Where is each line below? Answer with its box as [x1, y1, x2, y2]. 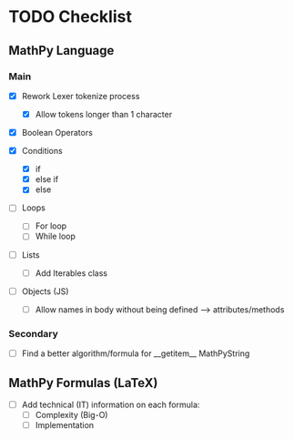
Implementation [35, 420, 95, 431]
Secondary [8, 327, 58, 340]
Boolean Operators [21, 128, 93, 138]
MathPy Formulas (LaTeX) [8, 375, 158, 391]
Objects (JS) [21, 285, 69, 297]
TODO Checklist [8, 6, 133, 27]
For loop [35, 220, 67, 231]
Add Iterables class [35, 267, 108, 279]
